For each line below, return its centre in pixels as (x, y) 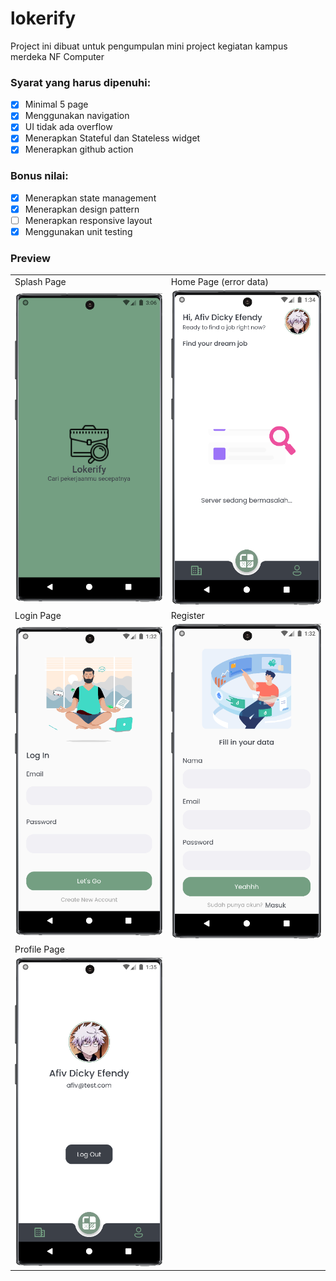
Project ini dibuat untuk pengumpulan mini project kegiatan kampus (149, 46)
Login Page (38, 616)
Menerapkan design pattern (82, 209)
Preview (30, 259)
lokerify (43, 18)
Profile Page (39, 949)
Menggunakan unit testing (78, 232)
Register (187, 616)
